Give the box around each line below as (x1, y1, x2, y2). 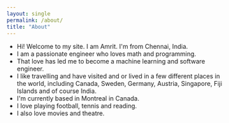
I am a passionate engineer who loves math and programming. (16, 50, 197, 58)
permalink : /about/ (6, 17, 64, 24)
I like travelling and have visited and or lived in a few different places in (16, 72, 221, 80)
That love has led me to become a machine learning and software (16, 57, 205, 66)
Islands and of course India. (16, 87, 97, 95)
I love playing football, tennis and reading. (16, 102, 138, 110)
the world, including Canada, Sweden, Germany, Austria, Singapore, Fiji (16, 80, 223, 88)
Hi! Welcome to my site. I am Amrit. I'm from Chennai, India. (16, 43, 189, 51)
